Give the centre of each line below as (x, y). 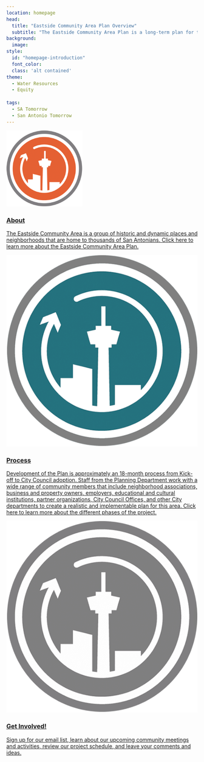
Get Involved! (26, 726)
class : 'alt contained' (42, 71)
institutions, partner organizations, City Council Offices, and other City (94, 500)
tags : (13, 103)
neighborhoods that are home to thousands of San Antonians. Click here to (100, 240)
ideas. (14, 752)
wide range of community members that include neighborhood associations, (102, 486)
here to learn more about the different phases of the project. (81, 512)
